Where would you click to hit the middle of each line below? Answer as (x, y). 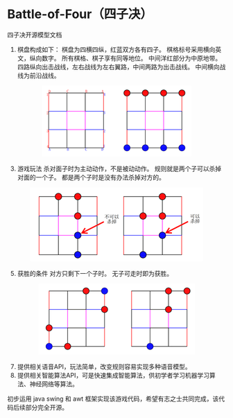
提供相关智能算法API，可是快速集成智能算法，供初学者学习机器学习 (113, 375)
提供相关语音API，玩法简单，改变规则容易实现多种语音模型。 (104, 366)
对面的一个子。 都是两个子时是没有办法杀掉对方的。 (91, 177)
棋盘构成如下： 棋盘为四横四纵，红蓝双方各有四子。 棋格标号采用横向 (116, 49)
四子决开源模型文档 (35, 35)
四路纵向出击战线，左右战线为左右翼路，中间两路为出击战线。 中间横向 (118, 67)
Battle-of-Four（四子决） (80, 14)
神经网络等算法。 (54, 384)
